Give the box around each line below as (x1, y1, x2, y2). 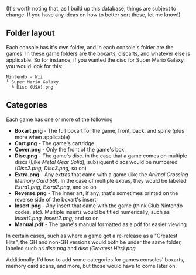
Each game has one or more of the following (6, 116, 113, 123)
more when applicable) (14, 133, 70, 140)
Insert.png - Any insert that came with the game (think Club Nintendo (14, 202, 183, 209)
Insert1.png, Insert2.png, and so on (14, 214, 99, 222)
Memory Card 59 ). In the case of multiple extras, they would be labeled (14, 177, 187, 184)
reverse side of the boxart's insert (14, 196, 97, 203)
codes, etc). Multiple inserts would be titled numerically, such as (14, 208, 170, 215)
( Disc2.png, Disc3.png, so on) (14, 165, 87, 172)
